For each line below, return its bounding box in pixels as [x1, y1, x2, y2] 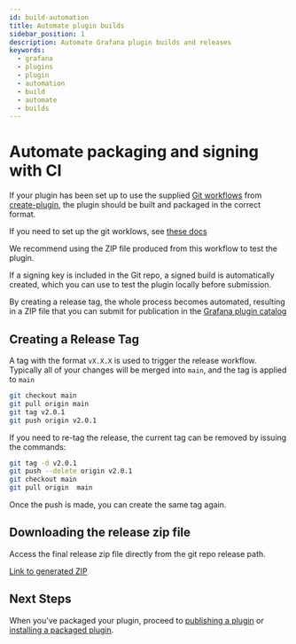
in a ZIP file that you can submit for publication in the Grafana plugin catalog [9, 306, 287, 317]
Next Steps [9, 592, 72, 607]
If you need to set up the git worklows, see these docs [9, 226, 207, 237]
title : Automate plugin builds [9, 21, 125, 30]
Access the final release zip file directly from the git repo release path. [9, 548, 266, 559]
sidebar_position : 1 [9, 29, 86, 38]
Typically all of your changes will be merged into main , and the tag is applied [9, 365, 287, 375]
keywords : [9, 46, 46, 55]
